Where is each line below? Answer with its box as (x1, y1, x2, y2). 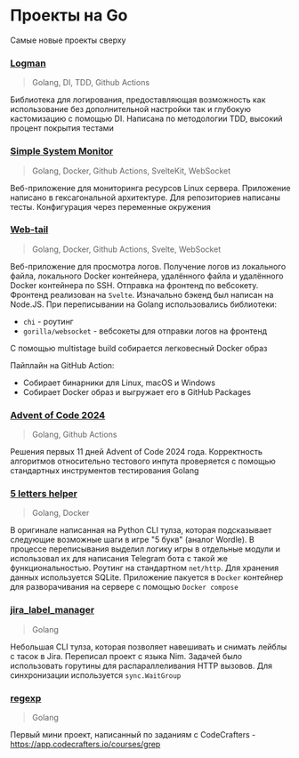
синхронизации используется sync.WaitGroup (10, 669, 182, 681)
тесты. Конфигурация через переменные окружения (10, 201, 212, 212)
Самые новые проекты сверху (10, 35, 126, 45)
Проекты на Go (10, 5, 128, 26)
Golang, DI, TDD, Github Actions (31, 77, 150, 88)
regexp (10, 691, 42, 704)
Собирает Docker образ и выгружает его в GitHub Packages (22, 386, 252, 397)
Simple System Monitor (10, 145, 114, 157)
